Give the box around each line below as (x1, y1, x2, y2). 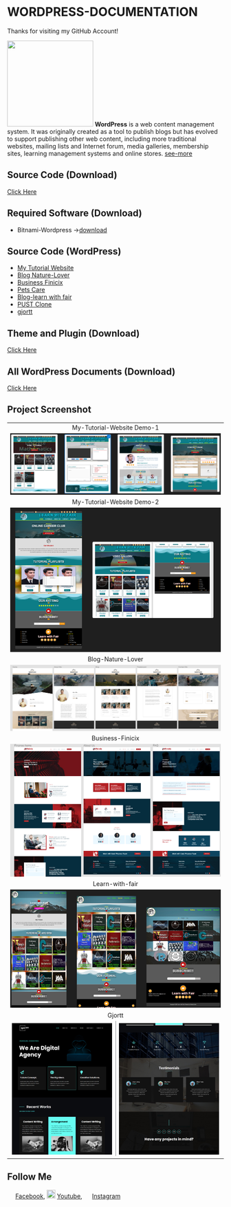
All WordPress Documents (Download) (7, 366, 176, 377)
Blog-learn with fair (16, 293, 72, 301)
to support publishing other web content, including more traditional (7, 135, 197, 143)
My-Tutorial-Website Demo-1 (71, 423, 159, 432)
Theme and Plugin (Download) (7, 327, 140, 339)
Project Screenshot (7, 403, 91, 416)
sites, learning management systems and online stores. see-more (7, 149, 192, 157)
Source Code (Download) (7, 169, 118, 181)
